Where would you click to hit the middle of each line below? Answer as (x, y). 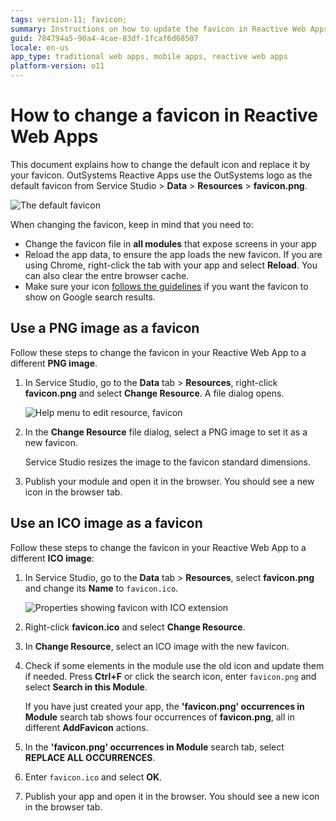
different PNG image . (54, 363)
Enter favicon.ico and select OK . (93, 777)
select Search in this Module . (86, 687)
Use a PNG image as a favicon (105, 328)
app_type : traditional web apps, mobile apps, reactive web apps (149, 57)
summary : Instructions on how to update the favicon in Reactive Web (158, 29)
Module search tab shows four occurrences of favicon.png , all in (159, 717)
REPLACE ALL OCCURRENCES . (90, 757)
